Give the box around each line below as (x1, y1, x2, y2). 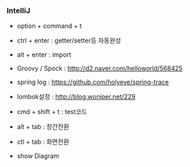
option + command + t (16, 22, 82, 30)
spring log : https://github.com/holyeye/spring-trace (16, 78, 169, 86)
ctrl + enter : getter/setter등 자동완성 (16, 36, 121, 45)
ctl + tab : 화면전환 (16, 137, 70, 146)
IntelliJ (6, 6, 31, 16)
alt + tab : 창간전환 (16, 122, 70, 131)
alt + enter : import (16, 50, 71, 59)
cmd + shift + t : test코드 (16, 108, 88, 116)
